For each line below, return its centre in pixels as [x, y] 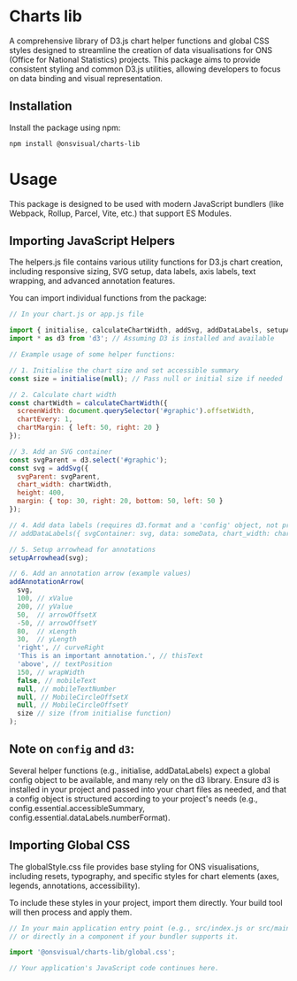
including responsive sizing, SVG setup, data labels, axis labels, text [133, 272]
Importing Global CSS [70, 845]
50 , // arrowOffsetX [57, 615]
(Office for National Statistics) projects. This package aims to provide [135, 59]
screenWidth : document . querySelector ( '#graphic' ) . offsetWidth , [136, 411]
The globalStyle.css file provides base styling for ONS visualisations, [134, 866]
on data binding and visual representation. [86, 78]
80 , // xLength [47, 631]
